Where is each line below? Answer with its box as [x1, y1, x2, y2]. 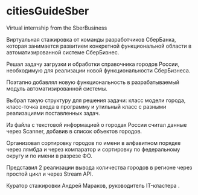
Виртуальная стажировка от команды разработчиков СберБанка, [6, 36, 176, 43]
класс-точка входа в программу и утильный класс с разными [6, 103, 167, 110]
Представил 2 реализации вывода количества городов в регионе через [6, 164, 193, 171]
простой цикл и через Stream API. [6, 170, 94, 177]
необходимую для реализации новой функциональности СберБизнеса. [6, 66, 191, 74]
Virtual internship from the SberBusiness [6, 24, 107, 31]
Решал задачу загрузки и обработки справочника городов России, [6, 60, 180, 68]
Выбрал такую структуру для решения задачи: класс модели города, [6, 97, 186, 104]
